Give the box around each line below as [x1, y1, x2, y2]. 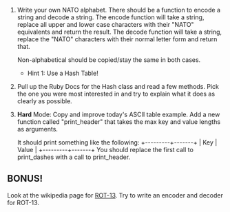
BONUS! [7, 173, 43, 184]
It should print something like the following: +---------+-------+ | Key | [17, 138, 218, 147]
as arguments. [17, 125, 59, 133]
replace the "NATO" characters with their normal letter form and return [17, 35, 218, 43]
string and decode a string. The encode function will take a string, [17, 13, 205, 21]
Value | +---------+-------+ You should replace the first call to [17, 146, 194, 153]
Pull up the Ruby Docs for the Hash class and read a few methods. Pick [17, 83, 219, 90]
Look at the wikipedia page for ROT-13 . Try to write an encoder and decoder [7, 191, 224, 199]
